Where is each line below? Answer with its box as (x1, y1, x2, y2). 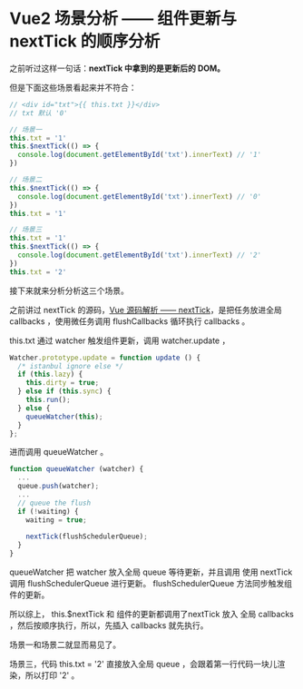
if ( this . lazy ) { (17, 369, 83, 379)
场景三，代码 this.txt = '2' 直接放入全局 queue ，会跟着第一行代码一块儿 (9, 659, 279, 670)
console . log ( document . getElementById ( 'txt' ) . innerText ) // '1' (17, 151, 261, 160)
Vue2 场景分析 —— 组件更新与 (9, 8, 238, 29)
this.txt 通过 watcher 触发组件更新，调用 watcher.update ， (9, 335, 230, 346)
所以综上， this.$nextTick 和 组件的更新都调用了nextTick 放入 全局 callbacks (9, 609, 295, 620)
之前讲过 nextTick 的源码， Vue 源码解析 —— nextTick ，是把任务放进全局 (9, 304, 283, 315)
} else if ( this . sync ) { (17, 387, 112, 396)
